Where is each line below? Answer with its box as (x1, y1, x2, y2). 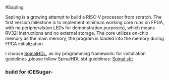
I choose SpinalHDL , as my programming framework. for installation (5, 50, 146, 56)
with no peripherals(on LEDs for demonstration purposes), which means (5, 25, 155, 31)
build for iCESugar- (5, 68, 53, 75)
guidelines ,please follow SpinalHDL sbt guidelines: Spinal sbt (5, 56, 133, 62)
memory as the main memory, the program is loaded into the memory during (5, 35, 164, 41)
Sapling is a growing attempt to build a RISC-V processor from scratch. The (5, 14, 162, 20)
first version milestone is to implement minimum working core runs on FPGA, (5, 20, 164, 25)
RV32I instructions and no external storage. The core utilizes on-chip (5, 30, 149, 36)
